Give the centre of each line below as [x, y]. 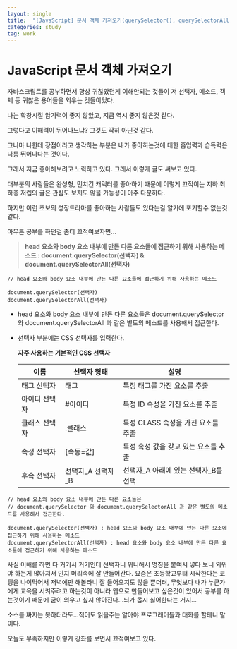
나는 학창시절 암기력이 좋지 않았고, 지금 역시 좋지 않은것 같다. [91, 115]
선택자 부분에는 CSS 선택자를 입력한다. [71, 338]
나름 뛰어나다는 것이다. [38, 154]
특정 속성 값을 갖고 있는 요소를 [170, 447]
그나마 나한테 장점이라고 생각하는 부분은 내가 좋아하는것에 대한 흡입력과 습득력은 [117, 145]
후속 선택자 [38, 475]
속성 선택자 [38, 452]
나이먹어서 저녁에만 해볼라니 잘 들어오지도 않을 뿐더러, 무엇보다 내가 [113, 582]
